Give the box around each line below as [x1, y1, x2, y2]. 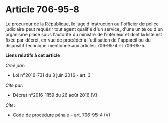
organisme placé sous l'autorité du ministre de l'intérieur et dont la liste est [5, 31, 162, 37]
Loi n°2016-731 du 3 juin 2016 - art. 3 [12, 72, 91, 78]
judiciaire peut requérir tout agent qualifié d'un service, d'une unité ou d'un [5, 26, 163, 32]
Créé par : [5, 62, 26, 68]
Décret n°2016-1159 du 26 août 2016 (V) [12, 92, 98, 98]
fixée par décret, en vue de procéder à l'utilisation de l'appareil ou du [5, 37, 151, 43]
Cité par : [5, 82, 24, 88]
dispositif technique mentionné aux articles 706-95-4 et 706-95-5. [5, 42, 146, 48]
